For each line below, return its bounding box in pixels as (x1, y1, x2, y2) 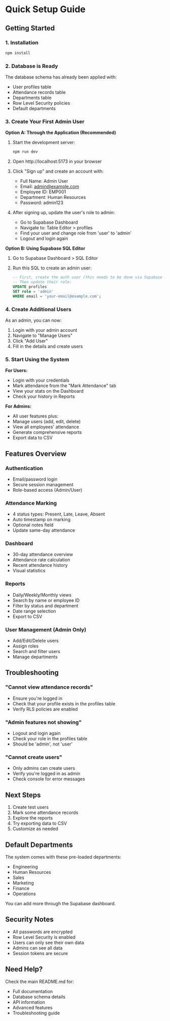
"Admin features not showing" (5, 719, 82, 726)
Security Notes (5, 915, 54, 924)
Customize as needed (12, 826, 58, 832)
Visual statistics (12, 567, 46, 574)
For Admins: (5, 403, 32, 410)
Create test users (12, 804, 49, 810)
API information (12, 999, 46, 1005)
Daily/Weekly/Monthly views (12, 592, 72, 598)
